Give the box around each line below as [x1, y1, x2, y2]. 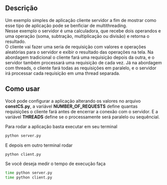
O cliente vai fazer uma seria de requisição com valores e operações [5, 43, 146, 49]
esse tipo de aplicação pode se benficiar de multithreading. [5, 22, 127, 28]
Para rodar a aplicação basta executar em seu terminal [5, 123, 118, 129]
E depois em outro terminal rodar [5, 142, 73, 148]
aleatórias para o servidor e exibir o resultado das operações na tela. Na [5, 49, 154, 55]
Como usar [5, 85, 40, 93]
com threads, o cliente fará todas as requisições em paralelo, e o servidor [5, 65, 157, 71]
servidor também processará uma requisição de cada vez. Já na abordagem [5, 59, 162, 65]
